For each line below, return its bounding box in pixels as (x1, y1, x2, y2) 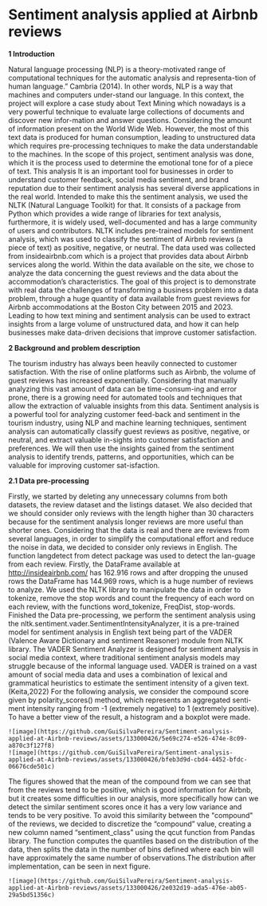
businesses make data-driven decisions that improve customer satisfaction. (8, 328, 257, 337)
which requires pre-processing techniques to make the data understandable (8, 141, 259, 150)
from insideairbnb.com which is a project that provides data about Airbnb (8, 251, 249, 260)
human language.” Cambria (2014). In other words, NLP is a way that (8, 81, 234, 91)
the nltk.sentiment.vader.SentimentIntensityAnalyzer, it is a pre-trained (8, 618, 240, 628)
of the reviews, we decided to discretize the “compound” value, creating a (8, 819, 252, 829)
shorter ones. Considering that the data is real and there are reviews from (8, 525, 249, 534)
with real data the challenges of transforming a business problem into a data (8, 285, 259, 295)
